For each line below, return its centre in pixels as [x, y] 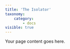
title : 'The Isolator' [28, 9]
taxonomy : [15, 14]
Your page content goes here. [35, 41]
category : [24, 18]
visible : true [20, 28]
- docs [29, 23]
